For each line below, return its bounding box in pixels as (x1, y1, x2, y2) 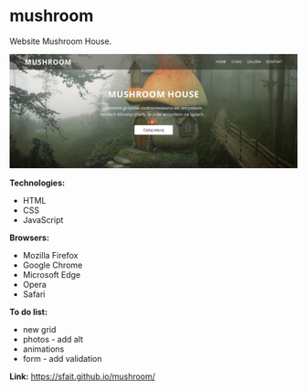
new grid (22, 324, 57, 335)
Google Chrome (22, 259, 83, 270)
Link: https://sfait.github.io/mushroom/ (9, 371, 155, 382)
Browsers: (9, 232, 50, 243)
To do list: (9, 307, 48, 318)
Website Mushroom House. (9, 36, 112, 47)
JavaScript (22, 215, 64, 226)
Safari (22, 289, 46, 300)
